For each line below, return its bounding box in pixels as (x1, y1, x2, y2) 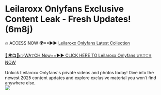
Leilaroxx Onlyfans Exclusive (5, 3, 124, 14)
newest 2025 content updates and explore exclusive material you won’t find (5, 75, 157, 81)
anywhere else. (5, 80, 35, 85)
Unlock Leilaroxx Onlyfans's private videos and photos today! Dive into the (5, 69, 154, 75)
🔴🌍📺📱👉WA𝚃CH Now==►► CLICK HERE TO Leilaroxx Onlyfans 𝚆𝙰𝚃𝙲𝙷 (5, 52, 152, 58)
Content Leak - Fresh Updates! (5, 14, 131, 25)
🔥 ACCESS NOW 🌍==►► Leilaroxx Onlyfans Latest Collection (5, 40, 130, 46)
